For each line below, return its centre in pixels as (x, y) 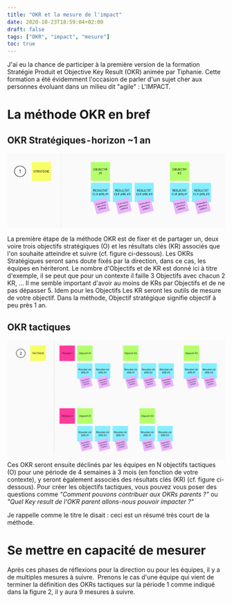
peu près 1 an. (27, 305)
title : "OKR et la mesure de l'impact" (65, 15)
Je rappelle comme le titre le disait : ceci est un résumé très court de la (108, 515)
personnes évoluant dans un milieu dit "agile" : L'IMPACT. (89, 87)
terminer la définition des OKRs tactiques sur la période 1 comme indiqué (111, 584)
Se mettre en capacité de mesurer (107, 550)
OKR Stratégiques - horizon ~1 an (79, 140)
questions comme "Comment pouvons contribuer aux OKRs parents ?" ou (113, 494)
